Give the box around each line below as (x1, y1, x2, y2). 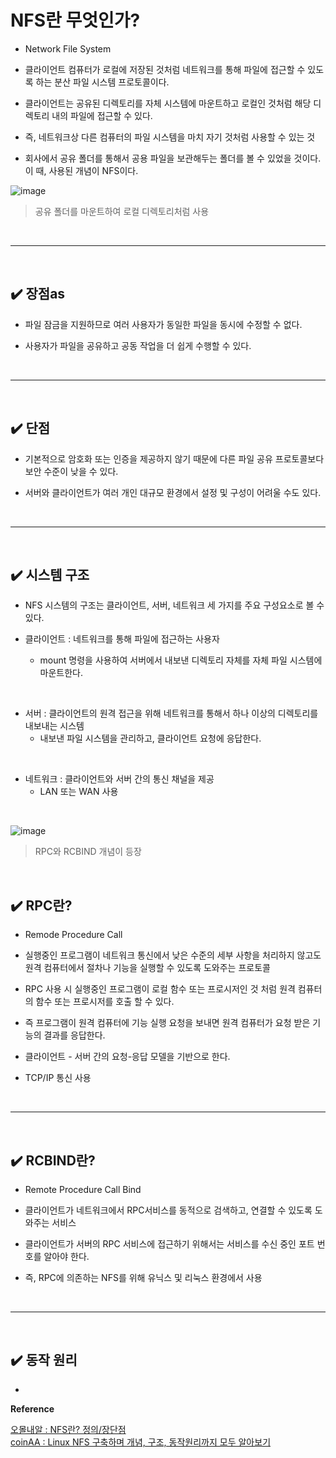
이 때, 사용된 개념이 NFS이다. (24, 164, 139, 176)
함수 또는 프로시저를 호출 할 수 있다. (35, 996, 175, 1008)
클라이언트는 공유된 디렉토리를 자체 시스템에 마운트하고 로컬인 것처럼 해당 (24, 97, 312, 109)
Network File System (24, 42, 112, 55)
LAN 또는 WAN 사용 (39, 786, 119, 798)
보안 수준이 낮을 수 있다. (24, 465, 119, 477)
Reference (10, 1402, 55, 1415)
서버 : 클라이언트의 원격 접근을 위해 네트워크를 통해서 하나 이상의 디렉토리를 (24, 707, 319, 720)
